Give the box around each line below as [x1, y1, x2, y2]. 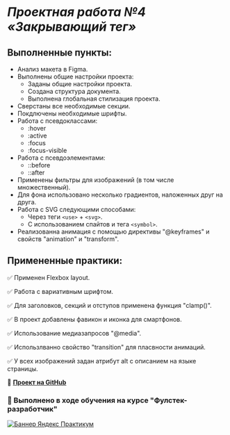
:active [27, 131, 47, 140]
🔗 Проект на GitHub [7, 378, 67, 386]
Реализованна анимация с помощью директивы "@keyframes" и [17, 227, 210, 236]
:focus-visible [27, 147, 67, 154]
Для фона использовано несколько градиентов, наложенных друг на [17, 190, 224, 199]
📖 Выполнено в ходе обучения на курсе [7, 395, 149, 405]
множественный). [17, 183, 71, 191]
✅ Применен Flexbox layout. [7, 273, 90, 281]
